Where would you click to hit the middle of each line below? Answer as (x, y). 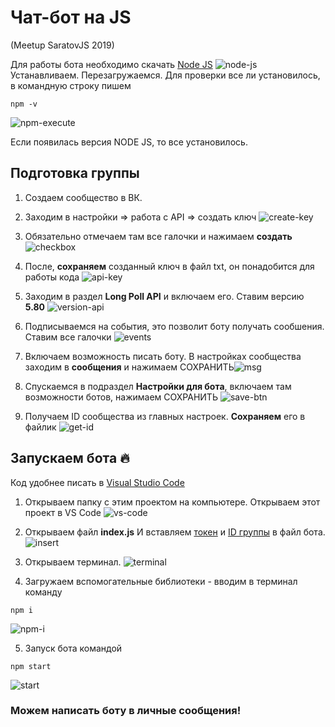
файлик (40, 427)
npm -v (24, 104)
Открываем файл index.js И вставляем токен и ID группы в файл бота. (175, 532)
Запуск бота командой (73, 648)
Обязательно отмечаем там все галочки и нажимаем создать (158, 236)
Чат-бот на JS (71, 17)
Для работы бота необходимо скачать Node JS (111, 64)
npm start (31, 666)
